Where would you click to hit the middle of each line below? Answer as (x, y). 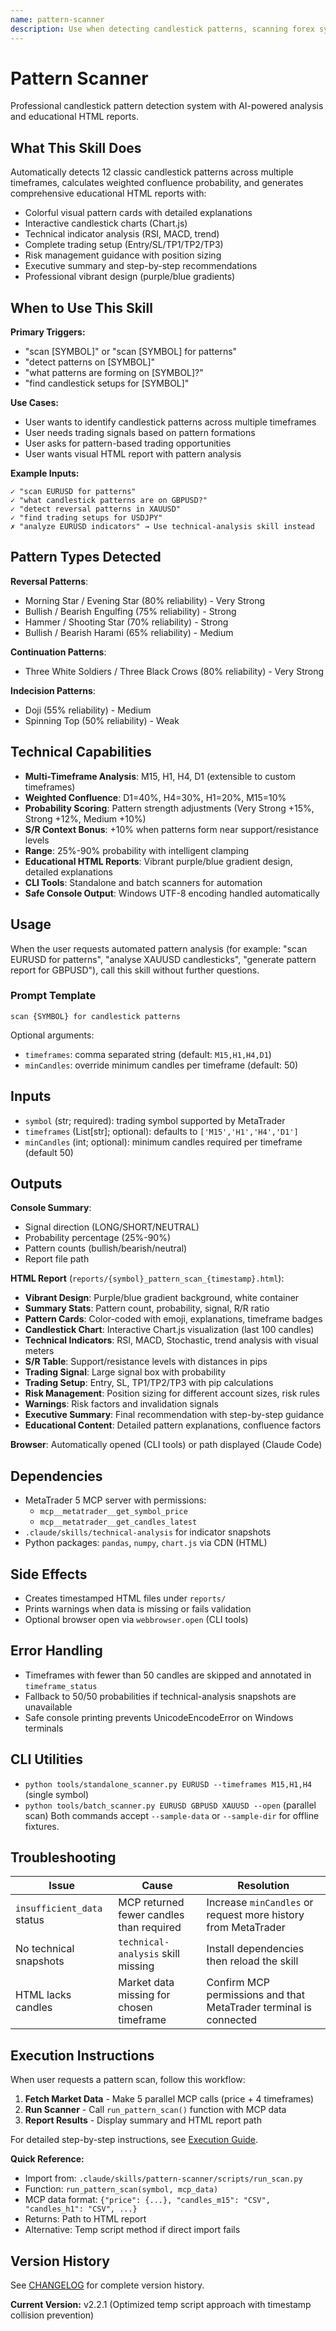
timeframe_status (61, 1686)
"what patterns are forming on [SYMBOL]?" (114, 373)
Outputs (36, 1184)
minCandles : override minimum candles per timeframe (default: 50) (161, 1065)
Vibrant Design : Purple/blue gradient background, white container (162, 1298)
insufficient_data (59, 1909)
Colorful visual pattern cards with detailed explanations (138, 213)
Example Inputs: (45, 473)
